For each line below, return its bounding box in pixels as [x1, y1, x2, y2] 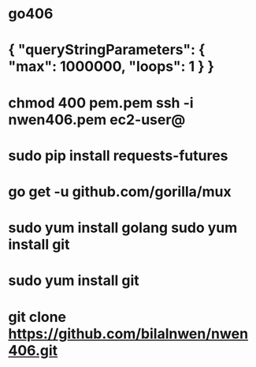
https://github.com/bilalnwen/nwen [8, 324, 249, 343]
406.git [8, 341, 58, 359]
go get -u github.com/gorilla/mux [8, 182, 232, 200]
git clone [8, 308, 67, 326]
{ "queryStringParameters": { [8, 41, 206, 59]
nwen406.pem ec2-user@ [8, 110, 186, 129]
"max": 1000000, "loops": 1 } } [8, 58, 215, 76]
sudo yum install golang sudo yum [8, 219, 238, 237]
